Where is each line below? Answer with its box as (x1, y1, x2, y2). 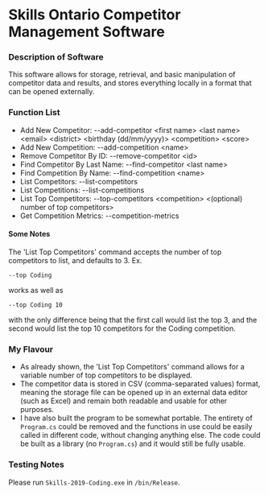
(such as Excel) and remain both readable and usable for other (19, 396, 228, 406)
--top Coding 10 (8, 300, 63, 309)
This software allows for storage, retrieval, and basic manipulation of (8, 70, 236, 80)
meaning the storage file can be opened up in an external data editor (19, 388, 248, 398)
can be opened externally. (8, 87, 95, 97)
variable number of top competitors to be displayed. (19, 370, 193, 380)
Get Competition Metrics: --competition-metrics (19, 211, 179, 221)
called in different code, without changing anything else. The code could (19, 431, 261, 440)
